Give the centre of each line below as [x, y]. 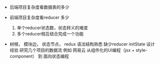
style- [142, 50]
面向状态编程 [56, 56]
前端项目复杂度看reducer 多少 [39, 17]
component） [23, 56]
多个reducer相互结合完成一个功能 [50, 34]
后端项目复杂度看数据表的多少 [39, 7]
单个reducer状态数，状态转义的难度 [52, 28]
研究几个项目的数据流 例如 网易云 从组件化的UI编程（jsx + [77, 50]
